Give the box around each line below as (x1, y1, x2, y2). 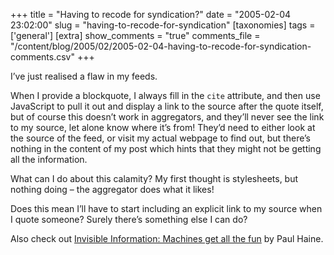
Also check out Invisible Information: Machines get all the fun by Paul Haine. (10, 233, 324, 244)
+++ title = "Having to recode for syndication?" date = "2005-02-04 (10, 9, 292, 20)
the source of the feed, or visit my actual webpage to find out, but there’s (10, 132, 311, 144)
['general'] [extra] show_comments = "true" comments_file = (10, 30, 261, 41)
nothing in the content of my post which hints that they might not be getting (10, 143, 322, 154)
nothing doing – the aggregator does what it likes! (10, 184, 215, 195)
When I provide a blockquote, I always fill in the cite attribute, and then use (10, 90, 321, 101)
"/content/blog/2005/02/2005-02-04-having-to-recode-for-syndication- (10, 40, 312, 52)
